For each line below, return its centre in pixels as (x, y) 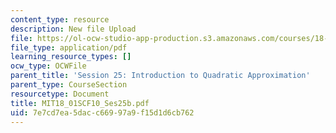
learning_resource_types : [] (71, 57)
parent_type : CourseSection (69, 85)
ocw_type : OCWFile (48, 66)
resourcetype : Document (60, 94)
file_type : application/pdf (69, 47)
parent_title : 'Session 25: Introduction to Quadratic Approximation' (160, 76)
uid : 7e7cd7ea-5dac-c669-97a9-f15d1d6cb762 (102, 112)
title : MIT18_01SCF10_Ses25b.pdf (80, 103)
